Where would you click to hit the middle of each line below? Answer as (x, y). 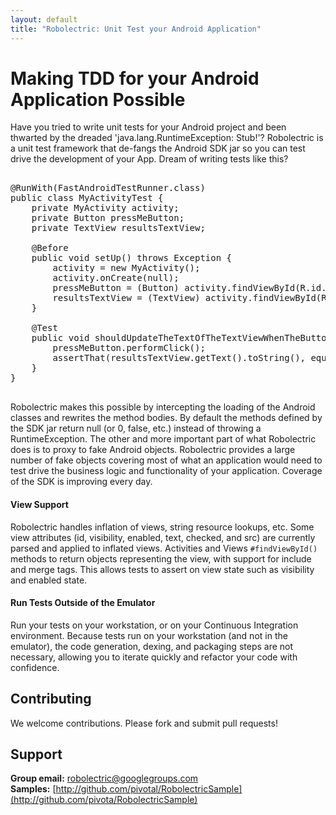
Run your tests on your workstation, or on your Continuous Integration (154, 625)
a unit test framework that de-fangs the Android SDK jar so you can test (158, 148)
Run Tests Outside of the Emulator (83, 603)
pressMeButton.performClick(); (129, 348)
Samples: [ (33, 789)
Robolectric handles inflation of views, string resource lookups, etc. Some (162, 527)
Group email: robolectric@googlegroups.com (104, 778)
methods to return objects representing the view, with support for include (161, 558)
